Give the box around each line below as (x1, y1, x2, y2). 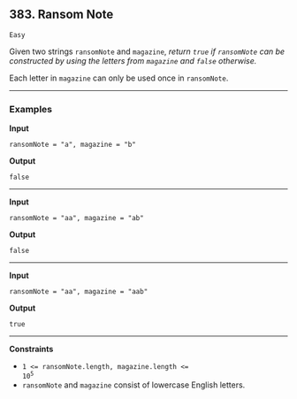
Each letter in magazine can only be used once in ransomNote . (9, 73, 229, 83)
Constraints (9, 344, 54, 355)
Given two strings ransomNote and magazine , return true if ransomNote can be (9, 46, 286, 57)
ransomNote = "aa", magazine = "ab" (9, 214, 144, 223)
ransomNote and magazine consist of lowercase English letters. (21, 380, 246, 390)
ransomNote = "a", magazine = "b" (9, 141, 137, 150)
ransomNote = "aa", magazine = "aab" (9, 288, 148, 296)
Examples (9, 103, 53, 115)
